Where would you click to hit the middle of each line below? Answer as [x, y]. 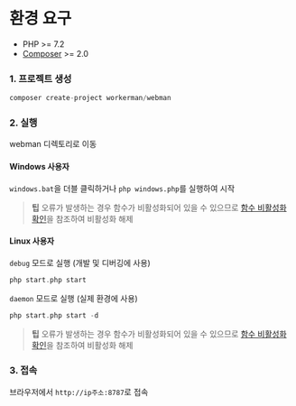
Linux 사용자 [32, 241]
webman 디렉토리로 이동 [53, 144]
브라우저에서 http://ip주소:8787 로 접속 [79, 392]
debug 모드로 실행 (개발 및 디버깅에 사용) [80, 263]
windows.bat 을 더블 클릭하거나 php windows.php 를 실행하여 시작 [122, 188]
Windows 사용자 [39, 166]
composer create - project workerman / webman [90, 98]
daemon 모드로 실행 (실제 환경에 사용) [74, 298]
